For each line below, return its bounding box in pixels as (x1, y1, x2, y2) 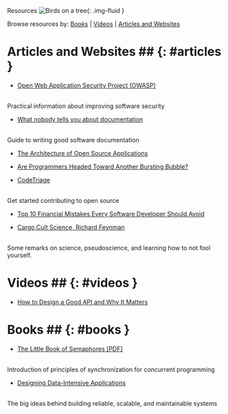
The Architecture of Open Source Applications (16, 149, 148, 157)
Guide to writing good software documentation (7, 135, 139, 144)
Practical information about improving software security (7, 102, 165, 110)
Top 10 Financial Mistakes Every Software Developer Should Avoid (16, 210, 205, 218)
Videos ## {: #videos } (7, 275, 138, 291)
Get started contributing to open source (7, 196, 119, 204)
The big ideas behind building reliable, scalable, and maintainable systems (7, 399, 218, 407)
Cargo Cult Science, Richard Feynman (16, 223, 125, 231)
